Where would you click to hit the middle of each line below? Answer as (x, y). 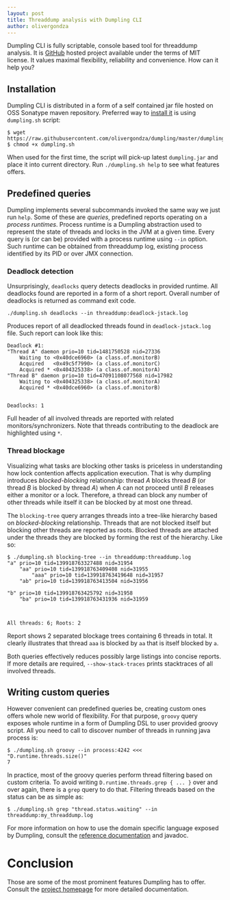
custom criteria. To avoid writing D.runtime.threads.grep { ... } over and (113, 782)
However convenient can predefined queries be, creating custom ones (107, 709)
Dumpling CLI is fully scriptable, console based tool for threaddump (102, 46)
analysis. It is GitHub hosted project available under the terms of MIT (104, 53)
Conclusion (40, 863)
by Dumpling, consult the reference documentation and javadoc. (98, 836)
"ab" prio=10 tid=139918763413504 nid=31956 (84, 581)
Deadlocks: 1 (26, 406)
